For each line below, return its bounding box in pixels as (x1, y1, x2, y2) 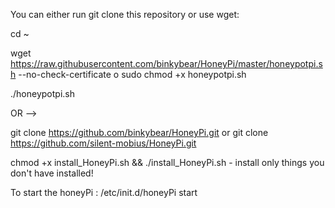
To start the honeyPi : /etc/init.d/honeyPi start (10, 187, 198, 198)
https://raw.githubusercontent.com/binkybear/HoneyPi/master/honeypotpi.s (10, 58, 323, 69)
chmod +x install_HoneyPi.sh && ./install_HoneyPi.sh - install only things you (10, 157, 325, 168)
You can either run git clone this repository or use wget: (10, 9, 240, 20)
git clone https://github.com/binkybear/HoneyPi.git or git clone (10, 127, 269, 138)
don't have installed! (10, 167, 94, 179)
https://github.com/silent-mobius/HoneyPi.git (10, 137, 197, 149)
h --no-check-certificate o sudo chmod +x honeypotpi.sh (10, 69, 247, 80)
